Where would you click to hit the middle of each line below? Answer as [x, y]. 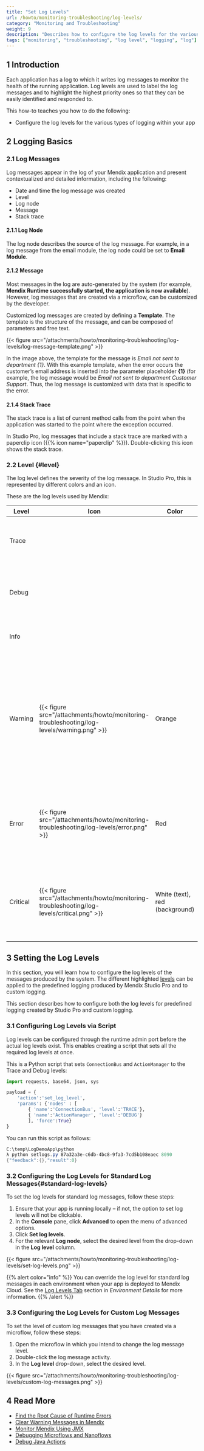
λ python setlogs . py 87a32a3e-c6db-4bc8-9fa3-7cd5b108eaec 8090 [89, 1155]
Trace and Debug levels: [37, 1070]
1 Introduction [33, 65]
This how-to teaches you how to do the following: [68, 111]
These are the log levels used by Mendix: [58, 496]
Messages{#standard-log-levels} [57, 1184]
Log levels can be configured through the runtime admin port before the [96, 1039]
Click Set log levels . [40, 1234]
